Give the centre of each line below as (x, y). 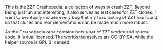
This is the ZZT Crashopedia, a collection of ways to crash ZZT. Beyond (78, 7)
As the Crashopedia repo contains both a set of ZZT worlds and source (77, 32)
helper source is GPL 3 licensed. (38, 42)
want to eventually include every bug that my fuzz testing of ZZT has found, (82, 17)
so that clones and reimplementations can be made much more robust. (77, 22)
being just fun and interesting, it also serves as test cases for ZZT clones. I (81, 12)
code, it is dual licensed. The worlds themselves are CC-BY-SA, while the (79, 37)
